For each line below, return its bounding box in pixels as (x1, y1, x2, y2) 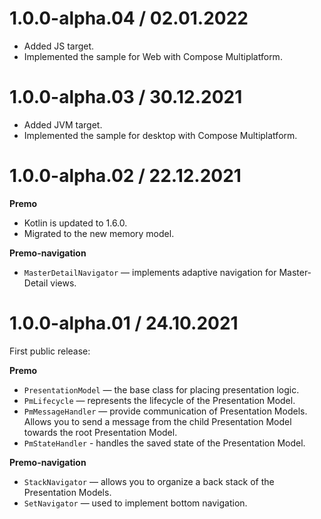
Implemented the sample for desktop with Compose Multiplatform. (23, 129, 298, 141)
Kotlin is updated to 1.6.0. (23, 217, 128, 229)
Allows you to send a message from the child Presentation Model (23, 415, 292, 427)
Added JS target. (23, 40, 95, 52)
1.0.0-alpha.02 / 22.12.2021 (9, 165, 242, 187)
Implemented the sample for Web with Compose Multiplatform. (23, 50, 283, 62)
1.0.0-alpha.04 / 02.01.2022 (9, 7, 249, 30)
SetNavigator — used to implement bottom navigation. (23, 497, 248, 509)
